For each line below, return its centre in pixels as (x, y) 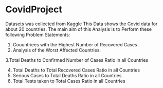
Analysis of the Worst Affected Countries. (57, 50)
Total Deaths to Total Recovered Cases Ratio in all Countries (76, 70)
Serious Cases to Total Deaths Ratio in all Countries (67, 75)
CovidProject (34, 10)
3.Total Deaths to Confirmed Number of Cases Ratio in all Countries (77, 60)
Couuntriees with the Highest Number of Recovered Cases (75, 44)
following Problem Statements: (38, 34)
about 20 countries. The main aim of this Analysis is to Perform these (79, 29)
